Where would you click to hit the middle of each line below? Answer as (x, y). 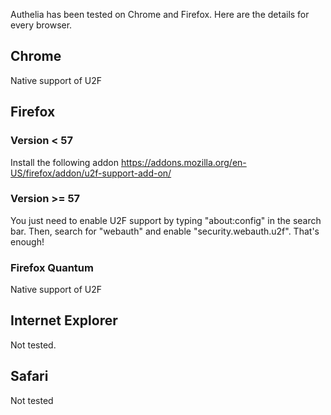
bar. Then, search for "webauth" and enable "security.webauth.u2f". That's (165, 231)
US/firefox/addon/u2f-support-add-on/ (91, 173)
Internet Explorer (64, 320)
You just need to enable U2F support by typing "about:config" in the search (166, 220)
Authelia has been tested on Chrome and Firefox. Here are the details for (160, 14)
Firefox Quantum (52, 267)
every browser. (41, 25)
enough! (27, 241)
